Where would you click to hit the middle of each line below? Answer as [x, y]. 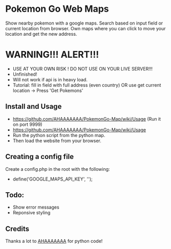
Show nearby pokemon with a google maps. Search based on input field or [84, 23]
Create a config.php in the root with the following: [58, 169]
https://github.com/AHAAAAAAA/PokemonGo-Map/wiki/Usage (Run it [87, 119]
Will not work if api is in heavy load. [50, 79]
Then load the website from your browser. [57, 141]
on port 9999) [27, 124]
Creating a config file [40, 157]
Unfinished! [25, 74]
